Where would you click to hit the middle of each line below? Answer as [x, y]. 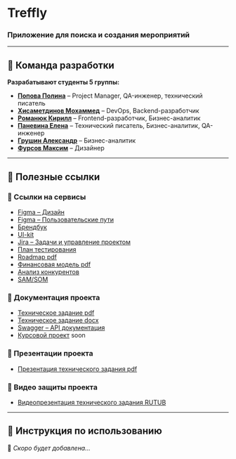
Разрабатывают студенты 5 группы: [64, 82]
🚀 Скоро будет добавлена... [49, 448]
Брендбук [32, 227]
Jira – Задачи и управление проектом [74, 242]
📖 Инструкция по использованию [85, 431]
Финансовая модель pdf [54, 264]
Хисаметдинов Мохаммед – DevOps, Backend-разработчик [108, 111]
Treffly [27, 13]
